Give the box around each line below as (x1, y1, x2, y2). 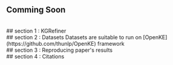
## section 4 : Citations (6, 52, 65, 60)
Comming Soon (6, 5, 66, 15)
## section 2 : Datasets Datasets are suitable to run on (6, 33, 142, 41)
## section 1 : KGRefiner (6, 27, 67, 34)
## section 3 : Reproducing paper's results (6, 46, 113, 54)
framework (97, 40, 125, 47)
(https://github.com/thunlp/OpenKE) (6, 40, 97, 47)
